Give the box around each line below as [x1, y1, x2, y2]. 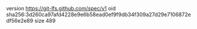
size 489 [34, 17, 56, 24]
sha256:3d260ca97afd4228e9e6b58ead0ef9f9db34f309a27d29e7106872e [6, 11, 191, 18]
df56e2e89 [6, 17, 34, 24]
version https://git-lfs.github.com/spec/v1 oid [6, 5, 116, 12]
